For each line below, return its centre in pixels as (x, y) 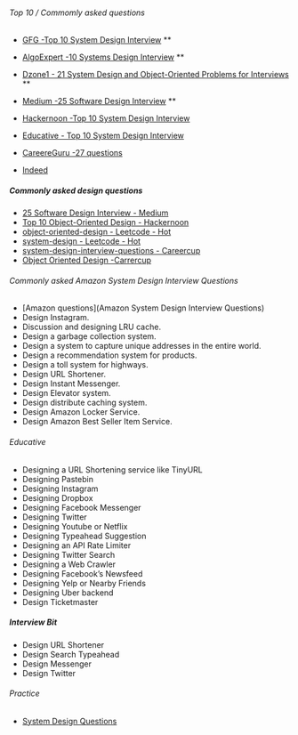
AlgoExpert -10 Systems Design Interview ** (103, 57)
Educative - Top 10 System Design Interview (103, 136)
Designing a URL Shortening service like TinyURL (112, 469)
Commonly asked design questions (76, 190)
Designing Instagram (60, 489)
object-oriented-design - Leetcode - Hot (97, 232)
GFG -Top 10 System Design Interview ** (97, 40)
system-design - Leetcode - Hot (81, 241)
